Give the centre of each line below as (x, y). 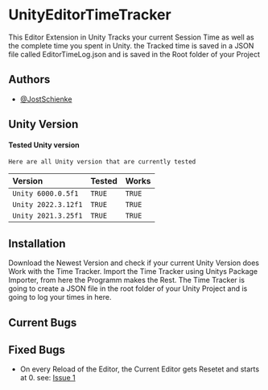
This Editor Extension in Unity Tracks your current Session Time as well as (132, 37)
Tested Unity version (44, 145)
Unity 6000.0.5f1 (45, 194)
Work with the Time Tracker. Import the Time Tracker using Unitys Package (133, 272)
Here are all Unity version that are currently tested (102, 162)
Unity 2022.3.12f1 (47, 205)
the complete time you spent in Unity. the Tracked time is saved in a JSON (131, 45)
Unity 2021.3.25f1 (47, 216)
